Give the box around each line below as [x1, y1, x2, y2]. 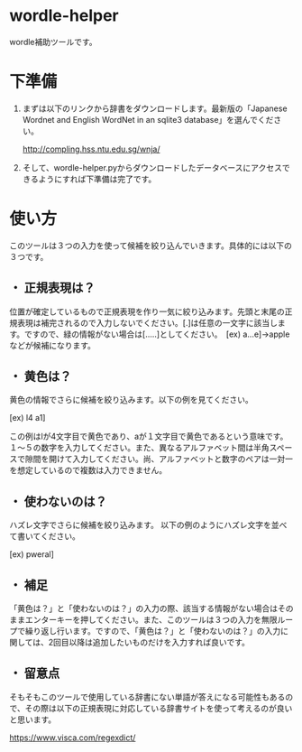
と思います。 [9, 714, 57, 725]
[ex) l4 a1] [9, 413, 46, 423]
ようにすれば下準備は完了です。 [38, 173, 157, 184]
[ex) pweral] [9, 549, 54, 560]
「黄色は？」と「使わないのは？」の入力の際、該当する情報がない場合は [9, 603, 278, 614]
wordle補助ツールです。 [9, 36, 97, 47]
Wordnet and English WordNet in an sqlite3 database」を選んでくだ [22, 114, 274, 125]
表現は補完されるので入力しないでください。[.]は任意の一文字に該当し [16, 317, 278, 328]
